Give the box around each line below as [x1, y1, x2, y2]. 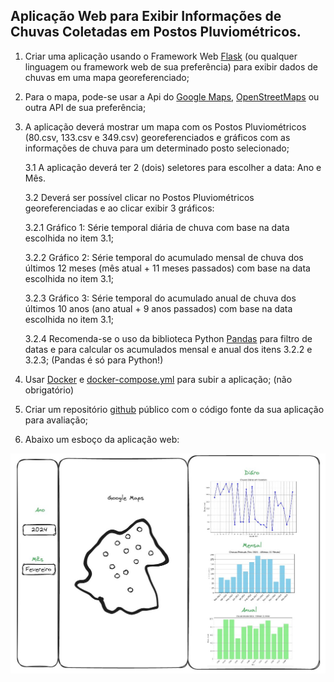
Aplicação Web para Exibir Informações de [10, 8, 282, 25]
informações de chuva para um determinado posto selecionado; [24, 142, 290, 154]
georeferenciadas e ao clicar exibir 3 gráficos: [24, 202, 215, 214]
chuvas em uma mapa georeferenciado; [24, 71, 190, 83]
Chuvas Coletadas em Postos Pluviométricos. [10, 24, 302, 41]
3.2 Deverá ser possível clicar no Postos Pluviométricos [24, 191, 255, 203]
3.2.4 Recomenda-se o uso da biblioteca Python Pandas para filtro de [24, 332, 313, 344]
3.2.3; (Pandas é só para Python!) [24, 354, 164, 366]
